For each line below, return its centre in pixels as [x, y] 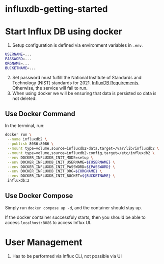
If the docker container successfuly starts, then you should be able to [75, 217]
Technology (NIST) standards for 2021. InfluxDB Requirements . [76, 83]
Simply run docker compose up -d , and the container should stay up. [74, 207]
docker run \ [18, 135]
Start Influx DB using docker [64, 32]
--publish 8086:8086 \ [30, 144]
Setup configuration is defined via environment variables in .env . [78, 45]
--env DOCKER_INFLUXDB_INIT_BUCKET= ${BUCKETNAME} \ [61, 176]
